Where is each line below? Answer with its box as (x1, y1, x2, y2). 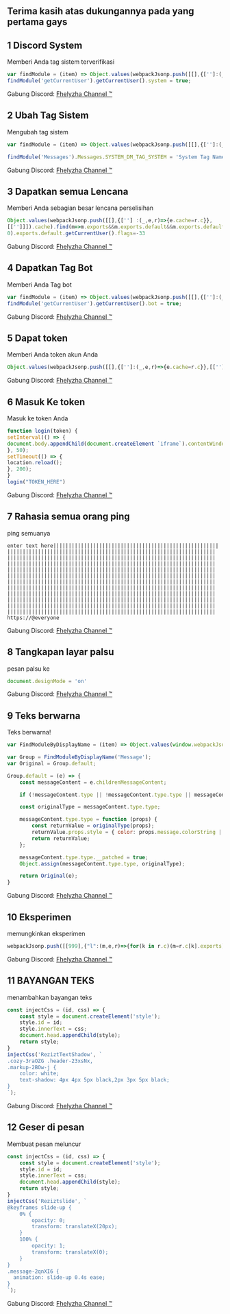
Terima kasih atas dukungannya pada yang (7, 5, 194, 17)
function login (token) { (7, 428, 78, 435)
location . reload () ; (7, 459, 63, 466)
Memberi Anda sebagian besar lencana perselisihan (7, 204, 154, 212)
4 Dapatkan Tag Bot (7, 262, 93, 274)
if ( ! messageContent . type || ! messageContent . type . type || (19, 791, 192, 798)
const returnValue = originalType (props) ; (31, 822, 155, 829)
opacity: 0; (31, 1217, 66, 1223)
